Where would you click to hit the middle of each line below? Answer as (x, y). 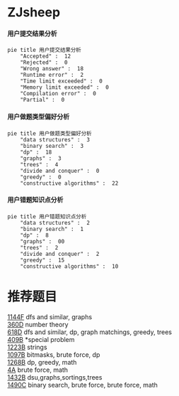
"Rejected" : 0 (44, 63)
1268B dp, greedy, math (42, 362)
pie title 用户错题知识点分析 (47, 216)
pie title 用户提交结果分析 (44, 50)
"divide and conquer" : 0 (60, 171)
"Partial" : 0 (42, 100)
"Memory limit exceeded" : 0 (65, 87)
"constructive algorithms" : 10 (69, 266)
